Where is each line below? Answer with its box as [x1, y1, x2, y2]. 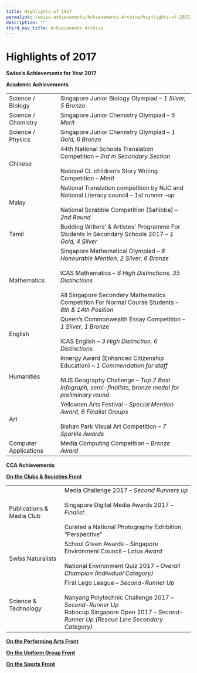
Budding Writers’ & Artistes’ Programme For [60, 223, 181, 231]
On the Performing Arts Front [6, 638, 79, 645]
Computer [9, 439, 37, 447]
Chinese [9, 160, 32, 168]
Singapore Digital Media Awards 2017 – [64, 501, 174, 509]
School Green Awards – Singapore [64, 540, 158, 548]
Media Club [9, 512, 41, 520]
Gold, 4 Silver [60, 237, 98, 245]
